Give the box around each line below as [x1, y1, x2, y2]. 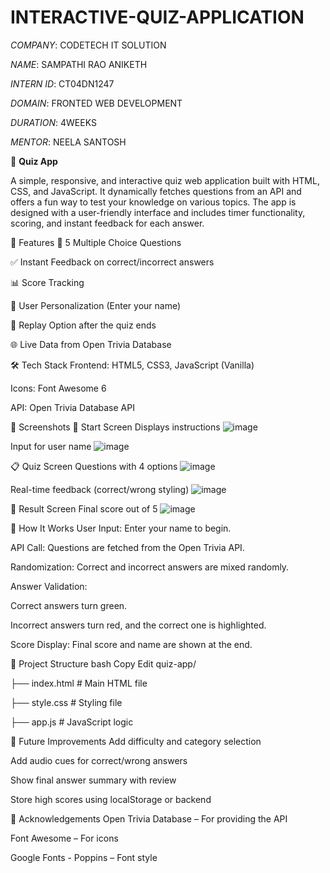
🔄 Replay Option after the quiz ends [10, 319, 157, 331]
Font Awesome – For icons [10, 832, 119, 844]
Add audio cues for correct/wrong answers [10, 754, 188, 766]
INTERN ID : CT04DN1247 [10, 77, 115, 90]
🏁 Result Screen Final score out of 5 [10, 502, 158, 515]
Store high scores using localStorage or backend [10, 793, 212, 805]
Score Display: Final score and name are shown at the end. [10, 638, 253, 650]
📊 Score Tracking [10, 276, 85, 288]
